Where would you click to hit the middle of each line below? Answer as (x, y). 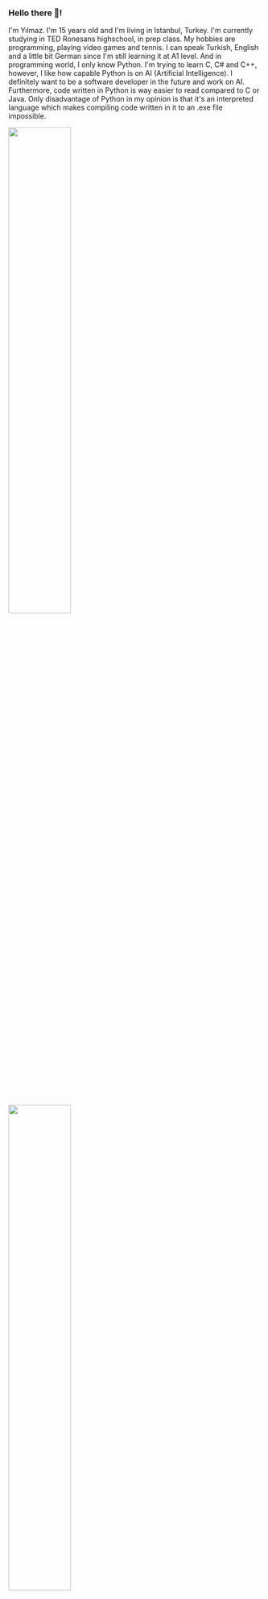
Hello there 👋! (35, 13)
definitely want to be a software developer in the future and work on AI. (127, 82)
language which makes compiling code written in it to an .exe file (115, 107)
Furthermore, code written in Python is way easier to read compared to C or (134, 90)
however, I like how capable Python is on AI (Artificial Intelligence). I (121, 73)
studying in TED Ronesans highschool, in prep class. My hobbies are (122, 39)
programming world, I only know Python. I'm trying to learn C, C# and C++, (133, 65)
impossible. (27, 116)
